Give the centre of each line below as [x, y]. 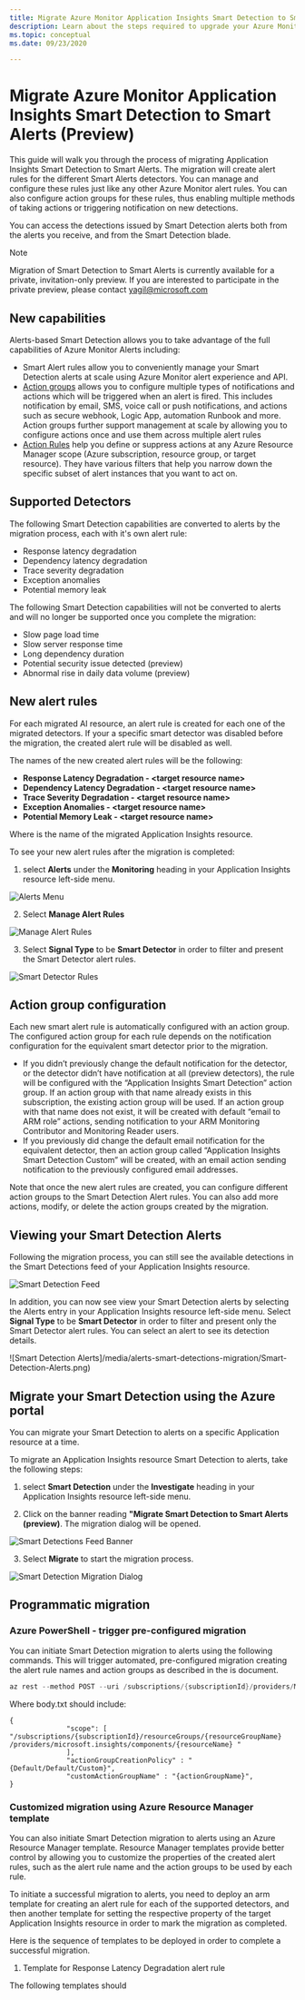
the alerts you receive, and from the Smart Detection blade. [120, 235]
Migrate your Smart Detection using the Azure [143, 1396]
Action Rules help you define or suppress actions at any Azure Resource [157, 444]
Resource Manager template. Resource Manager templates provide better [147, 1847]
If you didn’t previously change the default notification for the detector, [155, 1064]
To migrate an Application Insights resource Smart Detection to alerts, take [149, 1460]
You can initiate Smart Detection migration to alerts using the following [141, 1650]
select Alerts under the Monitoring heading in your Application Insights [156, 869]
